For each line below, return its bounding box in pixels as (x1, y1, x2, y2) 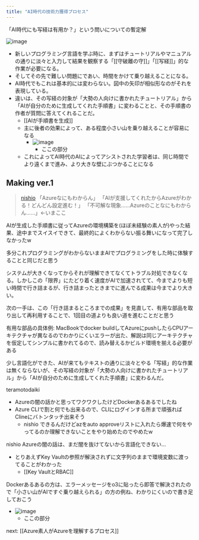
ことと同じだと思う (11, 257, 58, 264)
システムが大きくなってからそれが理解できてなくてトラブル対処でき (6, 269, 172, 277)
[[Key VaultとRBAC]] (23, 468, 74, 476)
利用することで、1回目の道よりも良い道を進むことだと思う (31, 312, 175, 319)
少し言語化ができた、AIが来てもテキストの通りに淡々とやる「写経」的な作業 (6, 359, 193, 366)
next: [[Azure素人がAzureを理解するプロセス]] (6, 528, 119, 535)
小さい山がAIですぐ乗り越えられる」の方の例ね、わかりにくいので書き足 (16, 488, 194, 495)
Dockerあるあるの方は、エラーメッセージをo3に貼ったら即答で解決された (6, 481, 186, 488)
